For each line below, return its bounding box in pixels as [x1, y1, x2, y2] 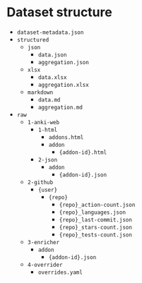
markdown [27, 89, 54, 96]
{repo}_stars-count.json [59, 224, 132, 231]
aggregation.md [37, 104, 83, 111]
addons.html [48, 133, 84, 141]
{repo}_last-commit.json [59, 216, 132, 223]
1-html [37, 126, 58, 133]
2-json [37, 156, 58, 163]
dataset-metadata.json [16, 29, 84, 36]
